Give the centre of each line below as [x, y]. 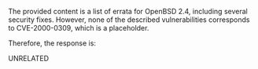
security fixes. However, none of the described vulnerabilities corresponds [129, 20]
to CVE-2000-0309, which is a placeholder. [79, 28]
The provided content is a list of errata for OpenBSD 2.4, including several [128, 11]
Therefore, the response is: [52, 43]
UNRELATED [29, 58]
